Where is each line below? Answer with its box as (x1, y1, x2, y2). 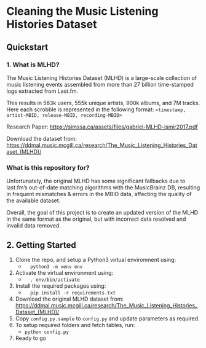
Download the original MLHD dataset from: (15, 295, 124, 303)
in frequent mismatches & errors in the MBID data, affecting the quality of (6, 191, 192, 198)
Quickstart (6, 42, 49, 52)
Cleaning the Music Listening (6, 4, 159, 18)
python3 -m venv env (30, 263, 83, 270)
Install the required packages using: (15, 282, 106, 290)
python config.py (24, 329, 69, 335)
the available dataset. (6, 197, 61, 204)
